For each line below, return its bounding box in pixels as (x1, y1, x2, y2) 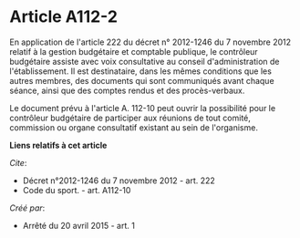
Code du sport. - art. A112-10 (22, 184, 131, 195)
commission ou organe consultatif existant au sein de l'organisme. (9, 121, 258, 133)
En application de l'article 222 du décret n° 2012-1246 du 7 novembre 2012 (9, 36, 292, 47)
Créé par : (9, 202, 46, 213)
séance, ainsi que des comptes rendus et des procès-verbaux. (9, 85, 245, 96)
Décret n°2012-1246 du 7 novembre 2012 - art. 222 (22, 175, 216, 186)
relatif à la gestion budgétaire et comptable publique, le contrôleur (9, 46, 258, 57)
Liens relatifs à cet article (9, 140, 108, 150)
